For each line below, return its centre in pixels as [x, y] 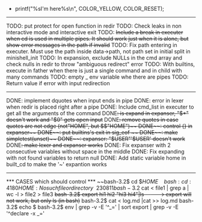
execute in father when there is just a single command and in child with [94, 70]
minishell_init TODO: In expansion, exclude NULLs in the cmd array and [94, 58]
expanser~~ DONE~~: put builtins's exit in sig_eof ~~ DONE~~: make [92, 132]
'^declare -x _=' [26, 213]
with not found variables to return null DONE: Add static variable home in [96, 158]
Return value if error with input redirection [58, 83]
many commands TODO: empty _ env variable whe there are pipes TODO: [97, 77]
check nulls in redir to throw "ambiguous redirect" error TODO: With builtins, [101, 64]
